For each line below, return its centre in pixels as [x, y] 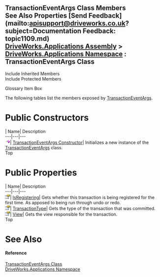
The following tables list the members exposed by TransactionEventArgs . [79, 98]
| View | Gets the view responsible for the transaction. [64, 214]
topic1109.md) [27, 39]
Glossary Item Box [24, 88]
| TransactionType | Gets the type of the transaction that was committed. [83, 208]
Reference [16, 253]
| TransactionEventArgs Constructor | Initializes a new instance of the [79, 142]
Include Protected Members [33, 79]
